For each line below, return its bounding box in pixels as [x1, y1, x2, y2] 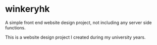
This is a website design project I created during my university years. [5, 34, 146, 40]
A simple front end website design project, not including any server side [5, 20, 152, 25]
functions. [5, 24, 26, 30]
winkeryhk [5, 3, 50, 15]
